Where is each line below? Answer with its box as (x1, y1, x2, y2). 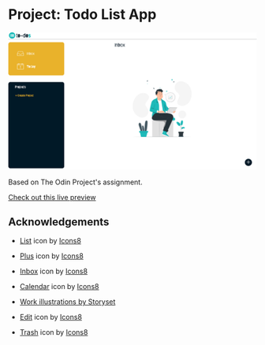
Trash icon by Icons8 (19, 328, 88, 337)
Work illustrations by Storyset (19, 297, 116, 306)
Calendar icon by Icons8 (19, 282, 99, 291)
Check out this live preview (8, 192, 96, 202)
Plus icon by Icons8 (19, 251, 84, 261)
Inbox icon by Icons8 (19, 266, 88, 276)
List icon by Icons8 (19, 236, 81, 246)
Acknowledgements (8, 215, 110, 228)
